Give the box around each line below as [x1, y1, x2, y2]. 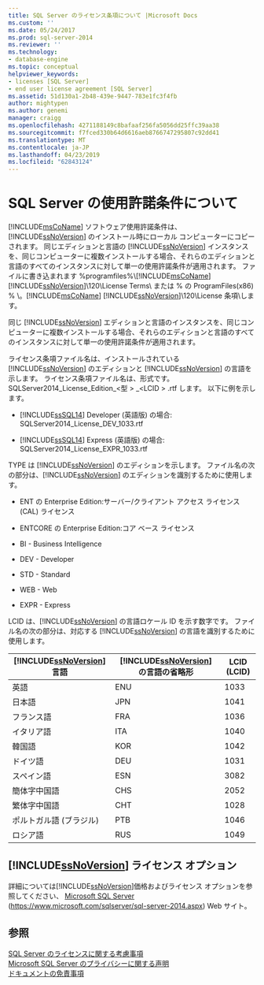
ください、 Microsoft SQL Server [28, 891, 135, 901]
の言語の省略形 [137, 667, 194, 678]
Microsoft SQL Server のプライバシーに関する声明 [8, 958, 170, 968]
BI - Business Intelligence [19, 539, 102, 548]
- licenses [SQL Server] [8, 77, 90, 85]
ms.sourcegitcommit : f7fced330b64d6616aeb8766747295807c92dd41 [8, 128, 220, 136]
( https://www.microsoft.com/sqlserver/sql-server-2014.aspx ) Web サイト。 [8, 901, 251, 910]
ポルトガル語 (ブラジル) [12, 815, 100, 826]
